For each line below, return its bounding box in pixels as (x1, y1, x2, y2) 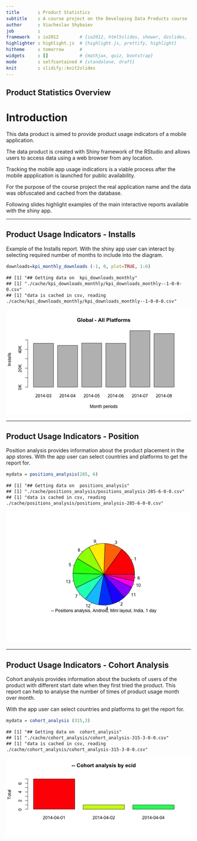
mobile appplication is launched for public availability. (6, 172, 135, 179)
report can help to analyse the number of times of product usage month (6, 688, 180, 695)
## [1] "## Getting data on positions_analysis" (6, 483, 130, 489)
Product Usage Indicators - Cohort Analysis (6, 660, 169, 670)
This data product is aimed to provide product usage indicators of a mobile (6, 130, 186, 137)
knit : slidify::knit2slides (6, 65, 96, 71)
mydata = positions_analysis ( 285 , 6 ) (6, 472, 98, 477)
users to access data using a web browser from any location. (6, 154, 154, 161)
